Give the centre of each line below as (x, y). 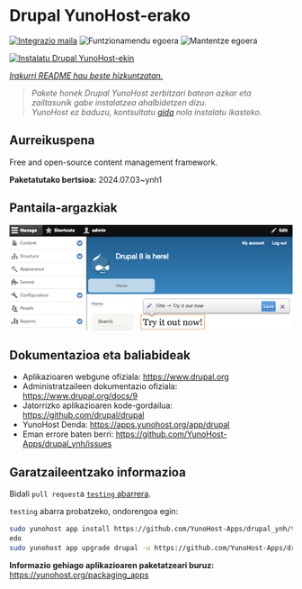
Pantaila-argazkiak (63, 208)
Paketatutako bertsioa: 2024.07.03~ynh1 (86, 179)
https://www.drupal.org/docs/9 (80, 396)
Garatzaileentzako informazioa (98, 472)
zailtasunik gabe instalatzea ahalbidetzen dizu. (119, 102)
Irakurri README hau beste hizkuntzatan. (86, 75)
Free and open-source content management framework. (114, 162)
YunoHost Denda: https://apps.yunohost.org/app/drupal (126, 425)
